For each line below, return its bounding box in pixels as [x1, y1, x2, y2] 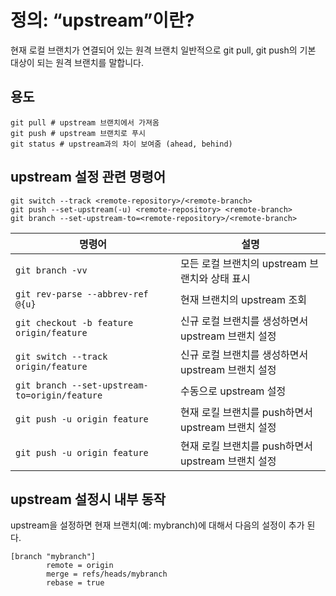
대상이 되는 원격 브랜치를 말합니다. [10, 56, 144, 68]
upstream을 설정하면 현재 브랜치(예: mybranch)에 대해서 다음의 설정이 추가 [10, 519, 305, 531]
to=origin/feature [15, 389, 103, 401]
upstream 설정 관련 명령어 [10, 169, 167, 186]
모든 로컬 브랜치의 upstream [180, 256, 307, 270]
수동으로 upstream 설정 [180, 384, 287, 398]
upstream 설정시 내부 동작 [10, 491, 167, 508]
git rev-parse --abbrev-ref [15, 288, 149, 300]
